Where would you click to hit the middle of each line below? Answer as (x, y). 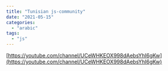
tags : (13, 33)
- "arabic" (25, 28)
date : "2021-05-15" (30, 17)
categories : (21, 22)
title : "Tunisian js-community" (46, 11)
